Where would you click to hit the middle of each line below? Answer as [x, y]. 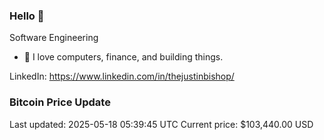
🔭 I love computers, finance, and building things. [123, 57]
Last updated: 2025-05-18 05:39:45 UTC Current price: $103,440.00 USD [161, 124]
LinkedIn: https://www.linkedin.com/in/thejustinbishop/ [122, 76]
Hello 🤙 [27, 16]
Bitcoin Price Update [60, 102]
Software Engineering [54, 38]
